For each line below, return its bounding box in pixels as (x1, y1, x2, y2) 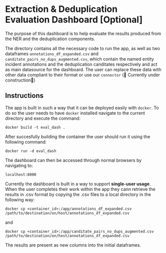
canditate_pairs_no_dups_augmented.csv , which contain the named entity (5, 56, 155, 62)
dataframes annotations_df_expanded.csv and (5, 51, 99, 57)
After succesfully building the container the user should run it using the (5, 133, 150, 140)
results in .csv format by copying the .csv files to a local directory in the (5, 191, 151, 197)
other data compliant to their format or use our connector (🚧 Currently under (5, 72, 160, 78)
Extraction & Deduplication (5, 3, 118, 15)
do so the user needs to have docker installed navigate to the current (5, 110, 145, 116)
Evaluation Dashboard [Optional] (5, 14, 143, 25)
